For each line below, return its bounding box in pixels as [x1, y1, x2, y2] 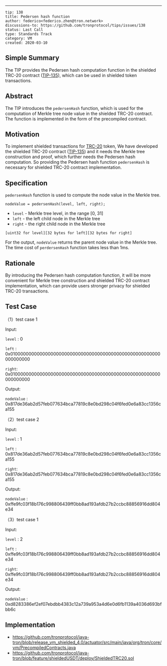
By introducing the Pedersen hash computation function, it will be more [5, 272, 151, 279]
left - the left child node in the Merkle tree [12, 216, 100, 222]
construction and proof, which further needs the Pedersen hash [5, 154, 136, 160]
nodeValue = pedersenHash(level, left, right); [5, 202, 106, 207]
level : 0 [5, 336, 23, 342]
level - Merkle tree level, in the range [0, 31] [12, 210, 103, 216]
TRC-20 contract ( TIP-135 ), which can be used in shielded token [5, 72, 137, 78]
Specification [5, 179, 48, 187]
